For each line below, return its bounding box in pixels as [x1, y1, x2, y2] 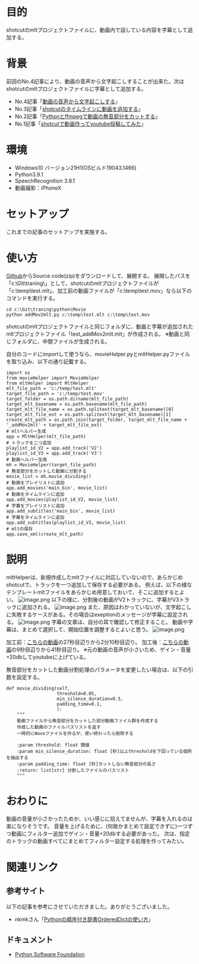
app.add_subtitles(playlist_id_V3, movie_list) [6, 519, 127, 525]
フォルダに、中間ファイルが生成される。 [11, 337, 110, 345]
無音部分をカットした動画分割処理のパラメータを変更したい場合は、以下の [6, 666, 188, 673]
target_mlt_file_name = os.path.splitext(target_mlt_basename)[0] [6, 406, 174, 412]
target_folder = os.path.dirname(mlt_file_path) [6, 396, 129, 402]
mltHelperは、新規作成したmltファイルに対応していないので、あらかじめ [6, 574, 183, 581]
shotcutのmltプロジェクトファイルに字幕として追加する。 [6, 85, 147, 92]
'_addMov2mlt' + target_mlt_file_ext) [6, 421, 102, 428]
